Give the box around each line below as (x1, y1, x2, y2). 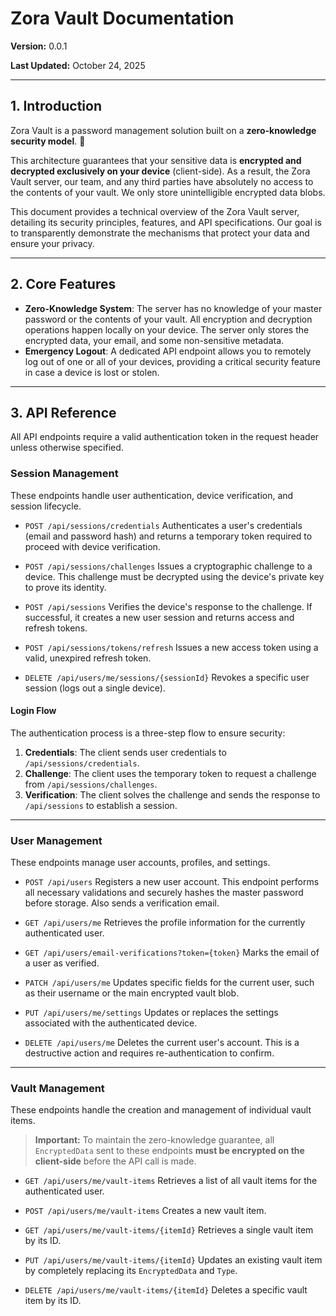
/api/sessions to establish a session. (24, 799, 178, 811)
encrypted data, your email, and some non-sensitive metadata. (24, 334, 285, 346)
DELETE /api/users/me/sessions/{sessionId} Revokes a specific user (24, 671, 310, 683)
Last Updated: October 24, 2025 (10, 59, 146, 71)
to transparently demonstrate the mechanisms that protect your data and (10, 227, 310, 239)
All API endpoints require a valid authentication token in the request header (10, 431, 320, 443)
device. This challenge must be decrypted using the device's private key (24, 570, 325, 582)
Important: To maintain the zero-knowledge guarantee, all (34, 1134, 275, 1146)
